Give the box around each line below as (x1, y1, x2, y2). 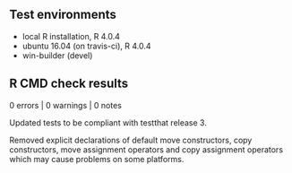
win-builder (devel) (21, 49, 93, 61)
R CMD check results (9, 76, 129, 91)
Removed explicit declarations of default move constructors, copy (9, 134, 253, 145)
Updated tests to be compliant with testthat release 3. (9, 117, 208, 128)
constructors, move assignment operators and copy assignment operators (9, 143, 284, 155)
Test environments (9, 7, 116, 22)
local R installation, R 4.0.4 (21, 30, 121, 41)
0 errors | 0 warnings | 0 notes (9, 99, 123, 110)
